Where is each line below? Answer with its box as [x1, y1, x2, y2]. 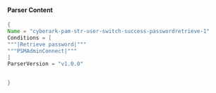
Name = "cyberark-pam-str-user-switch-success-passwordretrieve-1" [7, 28, 210, 35]
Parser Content [7, 6, 53, 14]
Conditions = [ [7, 34, 52, 42]
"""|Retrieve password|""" [7, 41, 87, 48]
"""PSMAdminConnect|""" [7, 47, 78, 54]
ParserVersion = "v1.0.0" [7, 61, 83, 68]
